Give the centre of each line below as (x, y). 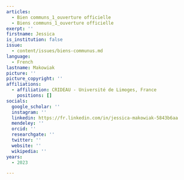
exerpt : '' (20, 28)
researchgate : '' (33, 135)
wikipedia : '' (29, 151)
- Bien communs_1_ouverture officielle (61, 17)
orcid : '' (24, 129)
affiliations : (24, 85)
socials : (17, 101)
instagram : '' (29, 112)
